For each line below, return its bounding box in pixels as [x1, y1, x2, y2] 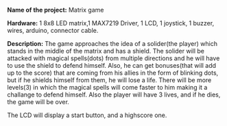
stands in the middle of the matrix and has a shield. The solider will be [7, 47, 204, 55]
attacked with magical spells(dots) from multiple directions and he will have [7, 54, 220, 62]
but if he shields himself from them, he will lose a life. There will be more [7, 76, 212, 84]
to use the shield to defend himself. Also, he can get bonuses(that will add [7, 62, 217, 69]
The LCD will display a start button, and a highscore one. [7, 111, 167, 119]
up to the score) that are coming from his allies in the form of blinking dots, [7, 68, 219, 77]
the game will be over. [7, 98, 70, 105]
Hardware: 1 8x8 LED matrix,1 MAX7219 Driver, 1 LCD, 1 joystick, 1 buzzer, [7, 19, 215, 27]
